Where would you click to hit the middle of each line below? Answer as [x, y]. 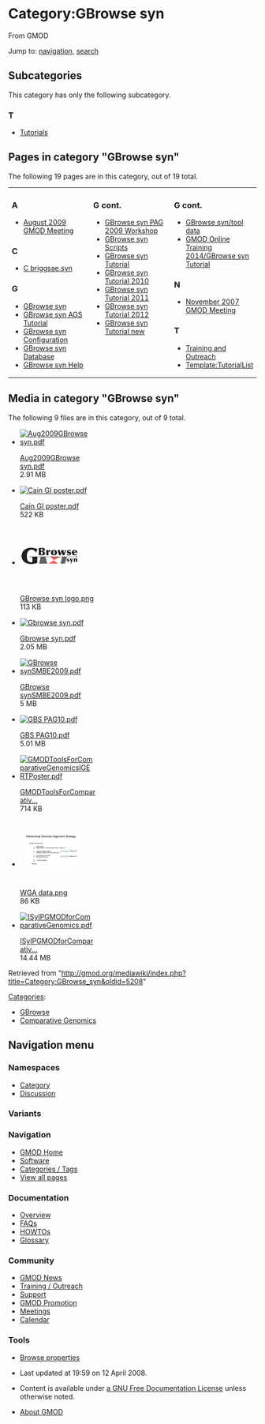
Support [33, 1294]
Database [39, 356]
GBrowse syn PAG [134, 222]
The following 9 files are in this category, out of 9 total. [97, 417]
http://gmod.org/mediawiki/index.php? [124, 973]
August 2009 [45, 222]
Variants [25, 1114]
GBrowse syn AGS [53, 314]
